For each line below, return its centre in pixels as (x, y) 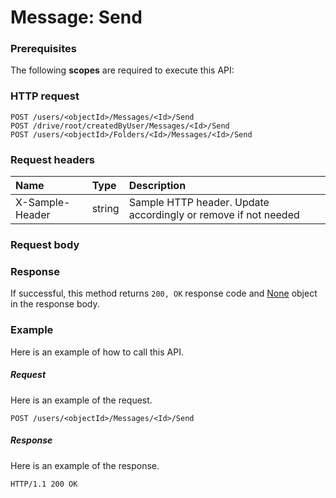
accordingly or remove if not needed (214, 215)
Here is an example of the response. (85, 465)
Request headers (53, 159)
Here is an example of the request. (81, 400)
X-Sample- (43, 203)
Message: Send (76, 17)
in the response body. (55, 304)
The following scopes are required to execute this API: (122, 70)
